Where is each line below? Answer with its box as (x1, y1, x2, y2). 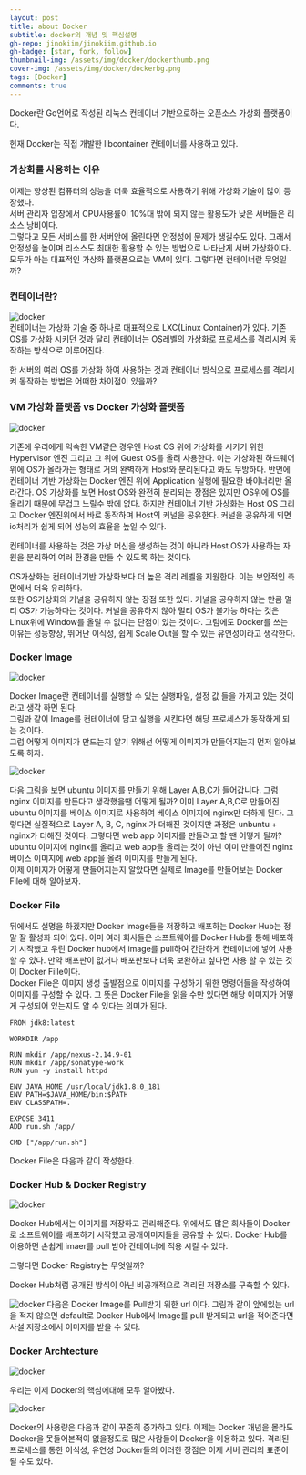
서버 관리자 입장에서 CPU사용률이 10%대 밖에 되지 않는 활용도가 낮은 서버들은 (9, 208, 285, 219)
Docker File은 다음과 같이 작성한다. (9, 1155, 135, 1166)
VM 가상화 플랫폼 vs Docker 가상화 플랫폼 (9, 401, 185, 414)
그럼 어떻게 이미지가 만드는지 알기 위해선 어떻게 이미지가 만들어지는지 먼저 (9, 735, 272, 747)
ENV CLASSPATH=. (9, 1099, 71, 1108)
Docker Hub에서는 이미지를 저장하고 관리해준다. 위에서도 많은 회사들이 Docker (9, 1218, 291, 1229)
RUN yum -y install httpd (9, 1067, 107, 1076)
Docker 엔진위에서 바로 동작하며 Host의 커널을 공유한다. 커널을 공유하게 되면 (18, 509, 291, 520)
